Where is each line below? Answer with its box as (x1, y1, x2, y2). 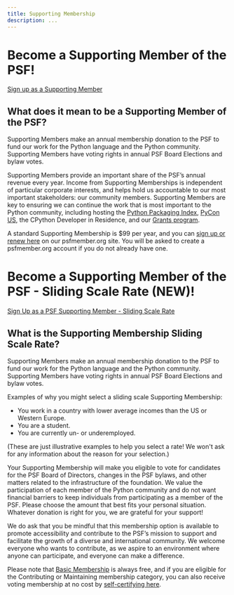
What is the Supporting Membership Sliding (7, 327, 202, 339)
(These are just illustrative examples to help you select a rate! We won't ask (7, 443, 226, 450)
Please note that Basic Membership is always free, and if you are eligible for (7, 566, 226, 573)
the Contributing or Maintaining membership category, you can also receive (7, 573, 226, 581)
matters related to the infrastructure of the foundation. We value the (7, 479, 203, 486)
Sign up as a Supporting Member (7, 85, 103, 93)
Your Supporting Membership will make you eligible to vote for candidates (7, 464, 221, 472)
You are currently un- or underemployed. (17, 429, 136, 437)
